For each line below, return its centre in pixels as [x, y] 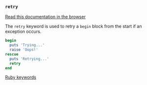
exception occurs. [23, 31]
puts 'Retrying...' [29, 59]
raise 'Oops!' [24, 50]
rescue [12, 54]
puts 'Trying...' [27, 45]
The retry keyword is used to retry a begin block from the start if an [73, 27]
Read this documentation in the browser [45, 17]
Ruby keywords [21, 77]
